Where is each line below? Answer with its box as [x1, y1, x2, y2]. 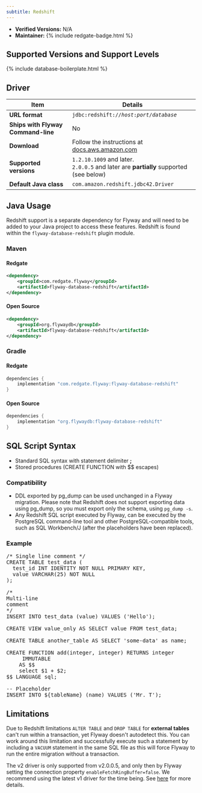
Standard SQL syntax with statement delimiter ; [14, 457, 132, 464]
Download [9, 142, 39, 150]
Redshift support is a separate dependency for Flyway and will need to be [6, 216, 189, 224]
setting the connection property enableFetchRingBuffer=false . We [6, 768, 170, 776]
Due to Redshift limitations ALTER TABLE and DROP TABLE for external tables [6, 725, 189, 732]
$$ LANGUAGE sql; [6, 674, 57, 680]
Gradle [6, 347, 26, 356]
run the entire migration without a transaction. [6, 750, 120, 757]
